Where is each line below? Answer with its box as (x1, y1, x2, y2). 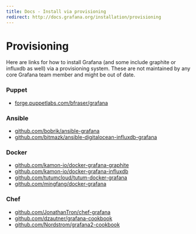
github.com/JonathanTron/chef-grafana (14, 208, 111, 215)
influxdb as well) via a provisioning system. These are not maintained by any (6, 65, 191, 72)
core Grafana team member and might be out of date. (6, 71, 136, 78)
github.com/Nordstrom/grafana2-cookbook (14, 221, 120, 228)
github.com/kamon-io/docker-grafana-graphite (14, 162, 129, 169)
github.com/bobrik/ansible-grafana (14, 128, 100, 135)
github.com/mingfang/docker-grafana (14, 180, 107, 188)
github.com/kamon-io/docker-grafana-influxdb (14, 168, 129, 175)
